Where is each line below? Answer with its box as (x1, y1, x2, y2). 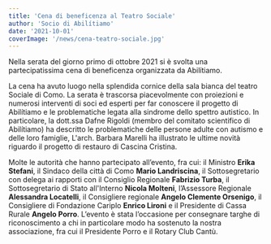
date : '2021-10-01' (8, 27, 75, 35)
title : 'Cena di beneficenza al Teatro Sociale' (8, 11, 176, 20)
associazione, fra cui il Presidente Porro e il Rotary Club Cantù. (8, 227, 218, 237)
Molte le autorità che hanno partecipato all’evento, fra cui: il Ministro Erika (8, 158, 256, 168)
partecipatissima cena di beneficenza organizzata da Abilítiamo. (8, 66, 223, 76)
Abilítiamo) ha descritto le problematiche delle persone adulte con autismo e (8, 124, 264, 134)
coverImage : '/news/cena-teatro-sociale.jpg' (8, 34, 165, 43)
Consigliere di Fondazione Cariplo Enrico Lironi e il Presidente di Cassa (8, 201, 247, 211)
